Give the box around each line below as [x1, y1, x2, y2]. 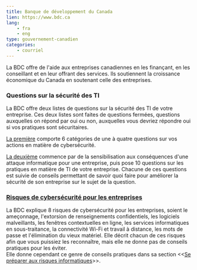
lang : [6, 20, 20, 26]
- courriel [17, 48, 44, 54]
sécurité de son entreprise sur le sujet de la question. [6, 178, 136, 186]
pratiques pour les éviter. [6, 244, 67, 252]
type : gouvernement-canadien [6, 36, 78, 42]
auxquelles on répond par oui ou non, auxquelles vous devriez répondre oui [6, 117, 191, 125]
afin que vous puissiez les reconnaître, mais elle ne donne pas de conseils [6, 238, 188, 246]
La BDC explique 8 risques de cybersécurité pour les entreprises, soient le [6, 206, 188, 214]
